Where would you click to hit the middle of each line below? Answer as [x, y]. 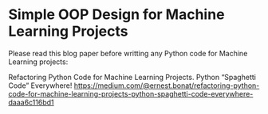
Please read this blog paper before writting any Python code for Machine [128, 53]
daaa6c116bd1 [31, 102]
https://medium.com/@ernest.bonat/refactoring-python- [167, 85]
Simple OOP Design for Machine [116, 15]
